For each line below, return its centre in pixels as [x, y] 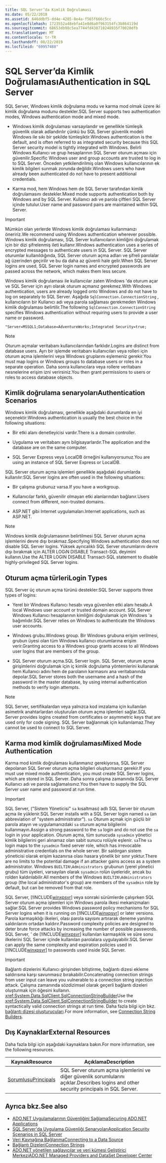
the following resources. [30, 1049]
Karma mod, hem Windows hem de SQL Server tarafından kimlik [78, 189]
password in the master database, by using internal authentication [80, 682]
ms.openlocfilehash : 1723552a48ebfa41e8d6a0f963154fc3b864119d [72, 24]
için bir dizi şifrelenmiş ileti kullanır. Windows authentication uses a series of [82, 245]
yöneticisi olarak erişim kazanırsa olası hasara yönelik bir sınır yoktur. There [81, 856]
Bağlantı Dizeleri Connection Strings [48, 1145]
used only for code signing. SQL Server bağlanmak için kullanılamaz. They [80, 722]
